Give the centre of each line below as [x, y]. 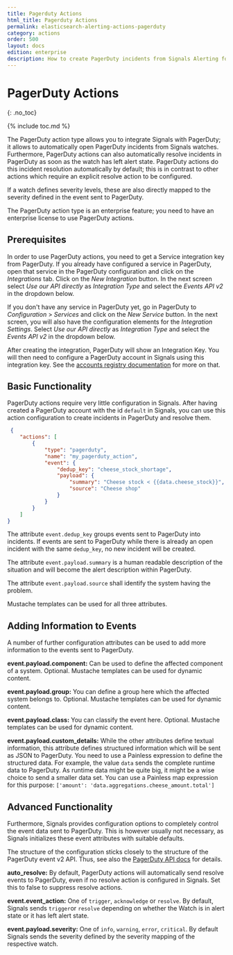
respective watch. [33, 944]
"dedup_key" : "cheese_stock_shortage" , [114, 470]
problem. [20, 590]
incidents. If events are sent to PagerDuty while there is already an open [110, 542]
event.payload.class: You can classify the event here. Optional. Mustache [114, 720]
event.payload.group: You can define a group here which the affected [108, 692]
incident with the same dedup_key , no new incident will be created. [102, 549]
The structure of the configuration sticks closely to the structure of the [108, 852]
